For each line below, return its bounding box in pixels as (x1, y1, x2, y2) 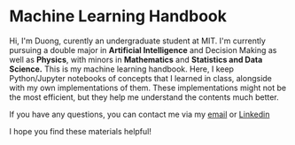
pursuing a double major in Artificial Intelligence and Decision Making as (9, 44, 277, 55)
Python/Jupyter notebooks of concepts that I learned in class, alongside (9, 72, 273, 83)
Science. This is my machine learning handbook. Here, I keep (9, 64, 235, 74)
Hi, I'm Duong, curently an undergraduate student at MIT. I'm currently (9, 35, 266, 46)
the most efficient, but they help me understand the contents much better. (9, 91, 279, 103)
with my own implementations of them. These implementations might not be (9, 82, 286, 93)
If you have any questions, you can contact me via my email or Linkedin (9, 109, 270, 119)
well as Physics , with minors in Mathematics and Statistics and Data (9, 54, 263, 65)
